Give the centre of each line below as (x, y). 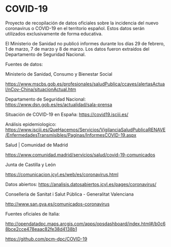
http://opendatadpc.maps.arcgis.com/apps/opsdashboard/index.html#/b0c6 (85, 224)
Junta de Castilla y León (31, 164)
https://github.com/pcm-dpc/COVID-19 (46, 239)
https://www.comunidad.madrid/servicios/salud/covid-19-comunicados (80, 155)
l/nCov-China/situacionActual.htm (41, 89)
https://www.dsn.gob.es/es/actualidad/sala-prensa (59, 104)
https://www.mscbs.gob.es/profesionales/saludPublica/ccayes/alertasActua (85, 84)
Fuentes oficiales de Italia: (33, 213)
